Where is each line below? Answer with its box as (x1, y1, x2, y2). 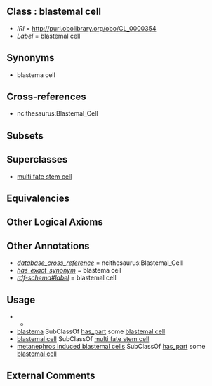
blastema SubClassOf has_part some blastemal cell (16, 327, 166, 336)
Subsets (6, 130, 44, 142)
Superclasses (6, 153, 68, 165)
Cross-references (6, 91, 87, 103)
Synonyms (6, 52, 55, 64)
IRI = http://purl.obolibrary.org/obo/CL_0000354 (16, 24, 157, 32)
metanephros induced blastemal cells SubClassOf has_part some (16, 343, 206, 351)
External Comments (6, 370, 95, 382)
